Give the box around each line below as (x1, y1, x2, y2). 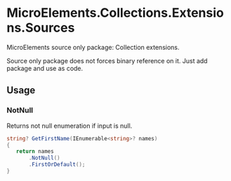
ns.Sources (6, 20, 75, 36)
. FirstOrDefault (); (28, 161, 86, 168)
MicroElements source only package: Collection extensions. (6, 43, 180, 51)
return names (15, 148, 54, 155)
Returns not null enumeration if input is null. (6, 121, 133, 130)
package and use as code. (6, 64, 84, 72)
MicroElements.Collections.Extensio (6, 5, 224, 21)
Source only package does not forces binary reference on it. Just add (6, 56, 208, 65)
